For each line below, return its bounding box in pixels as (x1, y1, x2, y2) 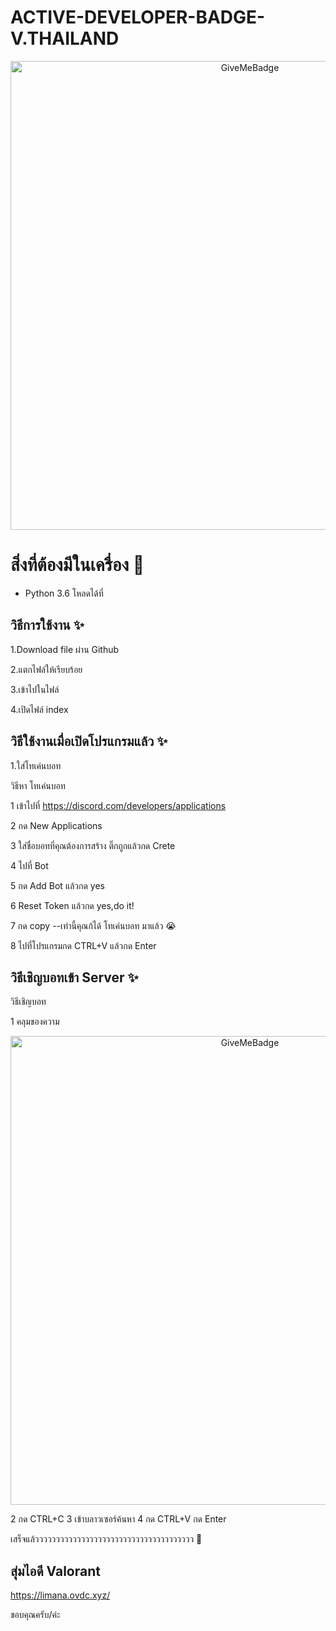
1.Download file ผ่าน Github (10, 643, 120, 655)
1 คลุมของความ (10, 1016, 60, 1028)
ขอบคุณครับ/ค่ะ (10, 1609, 61, 1621)
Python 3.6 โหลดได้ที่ (24, 587, 104, 599)
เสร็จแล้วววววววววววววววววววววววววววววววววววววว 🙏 (10, 1533, 203, 1545)
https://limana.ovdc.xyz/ (10, 1589, 111, 1601)
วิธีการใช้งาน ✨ (10, 617, 85, 634)
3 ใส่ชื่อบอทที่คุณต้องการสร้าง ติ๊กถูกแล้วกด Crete (10, 839, 176, 851)
